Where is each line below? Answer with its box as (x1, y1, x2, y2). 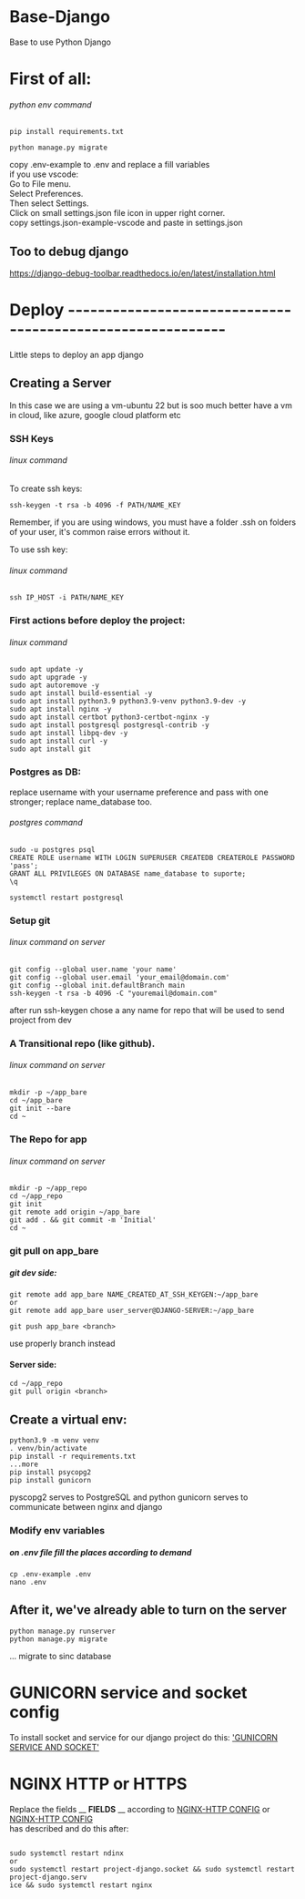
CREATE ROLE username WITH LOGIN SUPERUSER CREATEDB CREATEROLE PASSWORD (9, 853, 296, 862)
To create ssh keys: (9, 483, 83, 494)
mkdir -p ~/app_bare (9, 1088, 88, 1097)
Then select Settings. (9, 198, 89, 209)
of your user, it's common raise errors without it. (9, 527, 190, 538)
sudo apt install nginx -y (9, 704, 112, 714)
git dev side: (9, 1267, 57, 1278)
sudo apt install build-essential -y (9, 689, 153, 698)
